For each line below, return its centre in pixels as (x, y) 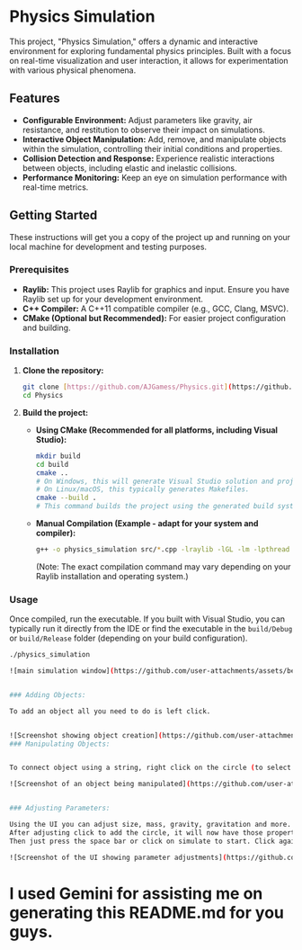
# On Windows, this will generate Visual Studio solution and (155, 481)
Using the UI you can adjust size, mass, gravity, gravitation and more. (151, 825)
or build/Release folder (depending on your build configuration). (129, 638)
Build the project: (55, 412)
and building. (46, 327)
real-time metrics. (55, 187)
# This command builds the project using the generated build (155, 506)
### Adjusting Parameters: (60, 808)
